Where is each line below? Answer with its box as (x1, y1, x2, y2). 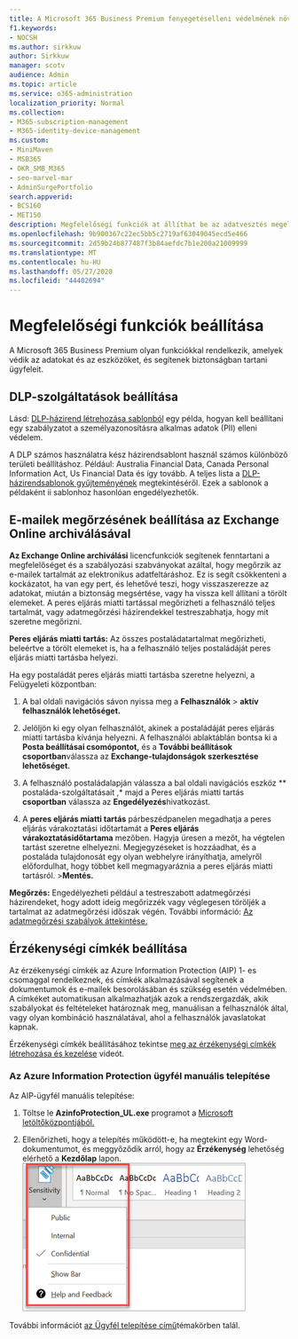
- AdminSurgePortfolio (9, 183, 93, 192)
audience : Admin (9, 71, 69, 80)
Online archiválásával (9, 526, 131, 541)
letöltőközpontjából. (21, 1116, 95, 1127)
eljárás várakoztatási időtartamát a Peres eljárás (21, 823, 200, 833)
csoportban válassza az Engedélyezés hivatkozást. (21, 796, 211, 807)
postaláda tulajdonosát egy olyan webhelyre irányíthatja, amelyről (21, 851, 263, 862)
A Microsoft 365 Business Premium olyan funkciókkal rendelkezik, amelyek (9, 345, 284, 356)
